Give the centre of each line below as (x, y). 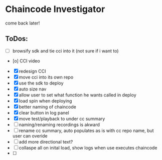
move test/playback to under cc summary (62, 118)
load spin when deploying (45, 100)
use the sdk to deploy (41, 83)
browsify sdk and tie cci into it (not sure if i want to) (65, 50)
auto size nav (33, 89)
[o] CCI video (26, 60)
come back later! (23, 23)
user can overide (30, 135)
